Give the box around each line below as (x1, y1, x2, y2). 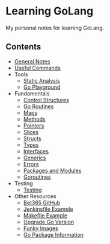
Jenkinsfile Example (23, 205, 73, 213)
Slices (23, 128, 38, 135)
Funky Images (23, 225, 58, 232)
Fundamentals (14, 89, 50, 97)
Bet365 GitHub (23, 199, 61, 206)
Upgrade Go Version (23, 218, 75, 225)
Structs (23, 135, 41, 142)
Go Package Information (23, 231, 84, 238)
